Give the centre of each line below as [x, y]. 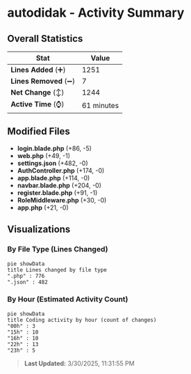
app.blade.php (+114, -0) [53, 178]
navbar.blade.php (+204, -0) [59, 185]
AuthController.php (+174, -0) [61, 170]
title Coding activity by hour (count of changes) [82, 320]
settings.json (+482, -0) [52, 163]
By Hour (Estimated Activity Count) [68, 299]
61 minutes [100, 105]
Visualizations [39, 229]
